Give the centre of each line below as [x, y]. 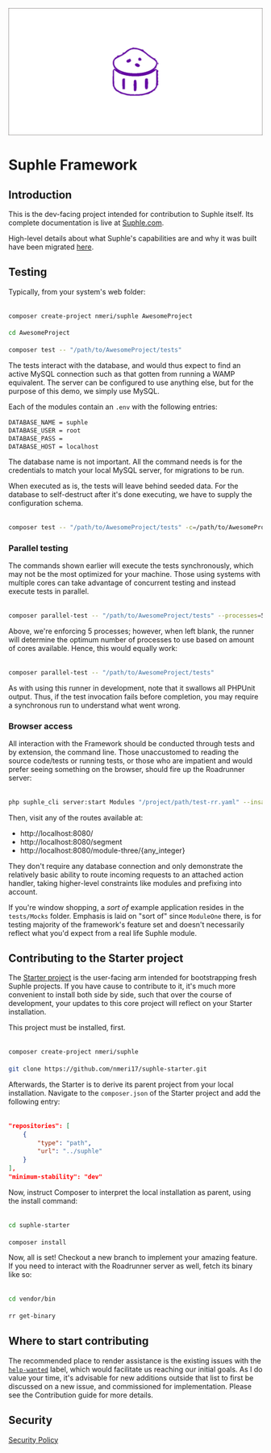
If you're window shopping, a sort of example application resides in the [126, 907]
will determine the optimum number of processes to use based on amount [131, 639]
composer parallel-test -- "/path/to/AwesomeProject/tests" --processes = [135, 616]
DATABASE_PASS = [35, 439]
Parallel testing [38, 548]
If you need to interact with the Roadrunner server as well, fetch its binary [131, 1266]
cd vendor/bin [32, 1299]
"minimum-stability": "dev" [56, 1177]
